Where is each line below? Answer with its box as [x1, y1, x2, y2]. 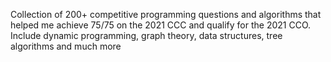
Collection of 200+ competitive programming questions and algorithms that [10, 9, 322, 20]
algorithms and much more [10, 40, 122, 52]
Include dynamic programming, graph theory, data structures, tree [10, 30, 283, 41]
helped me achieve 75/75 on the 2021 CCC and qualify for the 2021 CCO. [10, 19, 312, 31]
